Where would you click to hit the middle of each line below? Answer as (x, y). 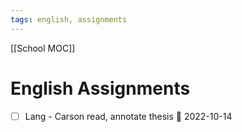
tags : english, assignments (69, 19)
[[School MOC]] (43, 48)
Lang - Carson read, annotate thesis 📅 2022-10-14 (128, 116)
